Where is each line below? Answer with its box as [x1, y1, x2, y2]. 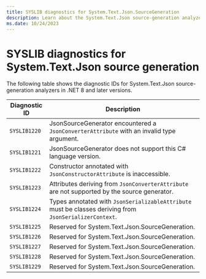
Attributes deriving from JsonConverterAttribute [48, 180, 189, 188]
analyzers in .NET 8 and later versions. [34, 86, 133, 94]
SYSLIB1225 [9, 223, 41, 231]
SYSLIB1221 [9, 149, 41, 156]
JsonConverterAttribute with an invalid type [48, 127, 176, 136]
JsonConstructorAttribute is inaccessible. [48, 170, 170, 178]
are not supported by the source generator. [48, 188, 174, 196]
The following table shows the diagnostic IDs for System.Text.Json [6, 80, 175, 88]
